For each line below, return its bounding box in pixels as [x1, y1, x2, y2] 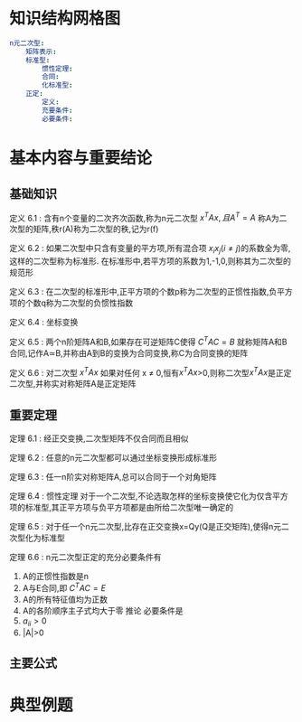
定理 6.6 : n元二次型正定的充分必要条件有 [9, 552, 162, 563]
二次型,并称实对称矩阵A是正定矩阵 [9, 379, 137, 389]
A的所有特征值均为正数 [22, 594, 109, 605]
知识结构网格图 [9, 8, 121, 29]
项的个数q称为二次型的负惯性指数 [9, 297, 134, 308]
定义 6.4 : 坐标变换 [9, 317, 79, 328]
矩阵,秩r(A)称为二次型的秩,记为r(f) [33, 223, 159, 235]
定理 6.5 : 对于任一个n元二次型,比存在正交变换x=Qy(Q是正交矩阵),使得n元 [9, 521, 282, 532]
